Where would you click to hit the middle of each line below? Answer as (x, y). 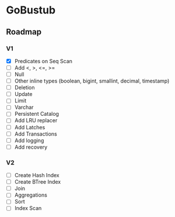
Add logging (29, 140)
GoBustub (31, 10)
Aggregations (31, 195)
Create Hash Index (37, 175)
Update (23, 94)
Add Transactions (36, 134)
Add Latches (30, 127)
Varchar (24, 107)
